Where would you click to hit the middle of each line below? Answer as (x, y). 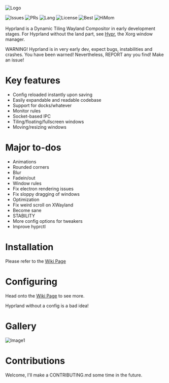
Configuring (31, 282)
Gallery (21, 326)
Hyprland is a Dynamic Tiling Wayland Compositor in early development (80, 28)
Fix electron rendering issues (43, 189)
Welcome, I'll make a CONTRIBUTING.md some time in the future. (74, 375)
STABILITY (24, 216)
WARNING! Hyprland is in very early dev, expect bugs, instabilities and (79, 49)
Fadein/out (24, 178)
